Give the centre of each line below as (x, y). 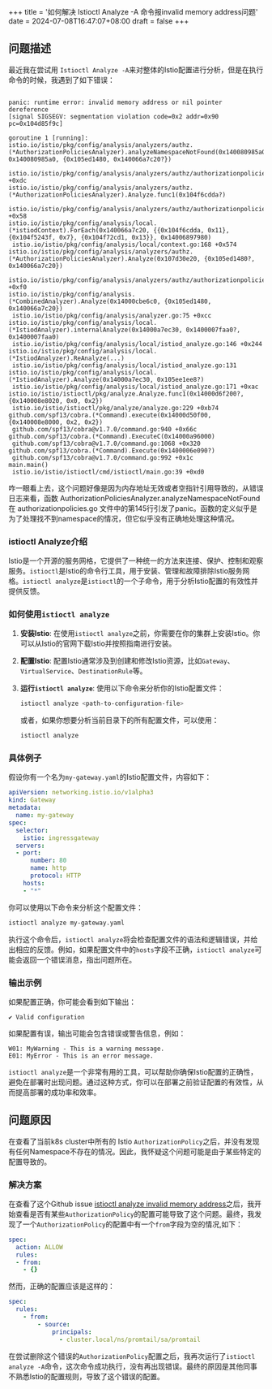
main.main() (28, 465)
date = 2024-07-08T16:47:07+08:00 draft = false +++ (99, 21)
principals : (72, 1332)
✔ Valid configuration (47, 1017)
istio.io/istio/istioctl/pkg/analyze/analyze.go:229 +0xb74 (115, 408)
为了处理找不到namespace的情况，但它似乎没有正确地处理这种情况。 (123, 518)
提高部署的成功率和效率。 (58, 1092)
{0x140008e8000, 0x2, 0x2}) (56, 422)
